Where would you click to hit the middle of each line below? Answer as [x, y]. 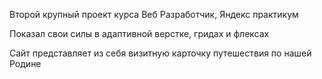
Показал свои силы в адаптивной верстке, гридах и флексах [139, 33]
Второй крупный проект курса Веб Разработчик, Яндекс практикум [154, 14]
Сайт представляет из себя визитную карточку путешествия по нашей [160, 53]
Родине [25, 63]
